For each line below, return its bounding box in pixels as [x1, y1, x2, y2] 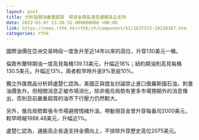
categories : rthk [6, 31, 49, 37]
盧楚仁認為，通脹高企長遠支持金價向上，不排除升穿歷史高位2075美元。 [6, 128, 179, 135]
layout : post [6, 8, 38, 15]
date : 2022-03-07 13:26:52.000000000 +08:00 [6, 19, 118, 25]
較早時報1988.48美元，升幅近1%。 [6, 115, 91, 122]
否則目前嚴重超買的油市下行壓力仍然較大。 [16, 95, 120, 102]
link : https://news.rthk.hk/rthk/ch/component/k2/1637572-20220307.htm [6, 25, 187, 31]
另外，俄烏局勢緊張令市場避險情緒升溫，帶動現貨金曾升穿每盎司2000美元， [6, 108, 191, 115]
